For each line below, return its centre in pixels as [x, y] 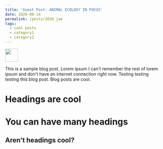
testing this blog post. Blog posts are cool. [48, 79]
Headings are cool [43, 99]
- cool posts [23, 28]
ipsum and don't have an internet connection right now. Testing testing [77, 74]
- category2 [22, 38]
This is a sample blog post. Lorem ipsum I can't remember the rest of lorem [81, 69]
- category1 [22, 33]
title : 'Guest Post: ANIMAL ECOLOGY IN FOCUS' [54, 10]
